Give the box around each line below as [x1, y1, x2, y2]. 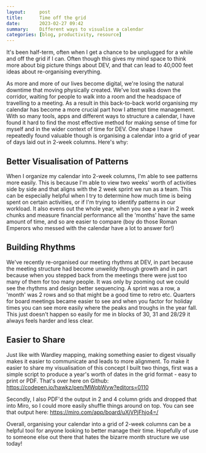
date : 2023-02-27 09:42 [6, 20, 84, 26]
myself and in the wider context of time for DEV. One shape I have [6, 125, 173, 133]
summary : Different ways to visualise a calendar [6, 26, 144, 32]
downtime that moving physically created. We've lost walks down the [6, 86, 181, 94]
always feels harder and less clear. [6, 316, 94, 324]
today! [6, 440, 23, 447]
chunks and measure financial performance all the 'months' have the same [6, 211, 195, 219]
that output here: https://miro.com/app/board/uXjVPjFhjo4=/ [6, 408, 159, 416]
